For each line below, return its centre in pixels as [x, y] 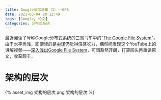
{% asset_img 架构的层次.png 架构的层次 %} [50, 92]
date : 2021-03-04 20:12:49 [33, 14]
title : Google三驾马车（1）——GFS [37, 10]
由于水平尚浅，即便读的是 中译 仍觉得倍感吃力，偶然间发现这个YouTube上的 [80, 44]
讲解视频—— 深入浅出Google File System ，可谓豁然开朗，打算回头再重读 [79, 50]
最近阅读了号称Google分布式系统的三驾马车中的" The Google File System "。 [81, 38]
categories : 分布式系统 [27, 23]
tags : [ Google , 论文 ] [27, 19]
